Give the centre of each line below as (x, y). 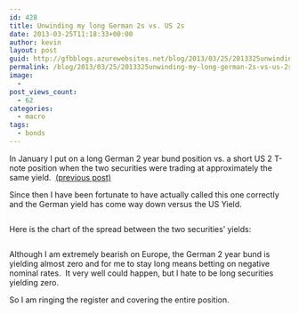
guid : (19, 59)
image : (21, 76)
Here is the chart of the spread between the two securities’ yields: (130, 229)
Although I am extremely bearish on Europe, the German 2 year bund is (140, 254)
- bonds (32, 133)
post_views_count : (43, 92)
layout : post (33, 51)
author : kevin (36, 42)
